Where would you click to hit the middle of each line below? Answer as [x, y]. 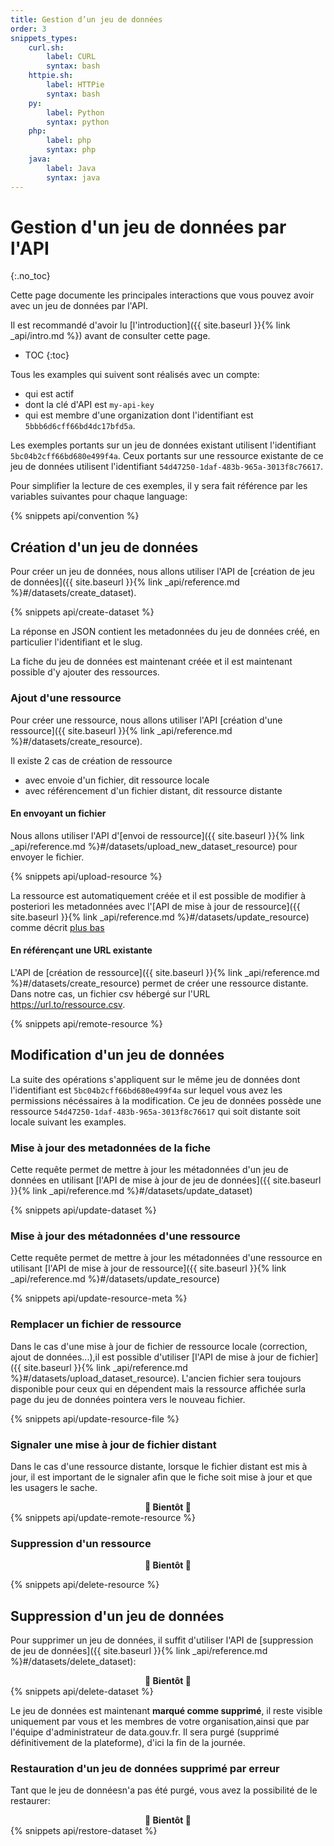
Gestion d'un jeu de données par [148, 227]
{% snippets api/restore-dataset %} [84, 1831]
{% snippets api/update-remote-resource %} [103, 1517]
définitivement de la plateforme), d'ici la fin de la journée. [128, 1743]
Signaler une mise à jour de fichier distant [113, 1444]
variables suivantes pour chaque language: [99, 497]
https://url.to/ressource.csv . [68, 1004]
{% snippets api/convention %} [75, 516]
